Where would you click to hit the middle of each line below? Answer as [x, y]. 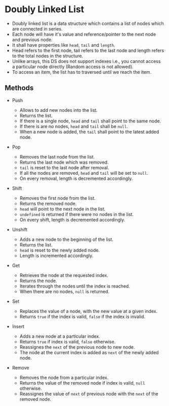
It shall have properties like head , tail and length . [64, 45]
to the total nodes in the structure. [48, 56]
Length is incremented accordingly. [56, 256]
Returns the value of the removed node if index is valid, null [82, 383]
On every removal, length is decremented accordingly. [76, 178]
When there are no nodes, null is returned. [65, 291]
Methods [19, 88]
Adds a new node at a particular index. [60, 336]
